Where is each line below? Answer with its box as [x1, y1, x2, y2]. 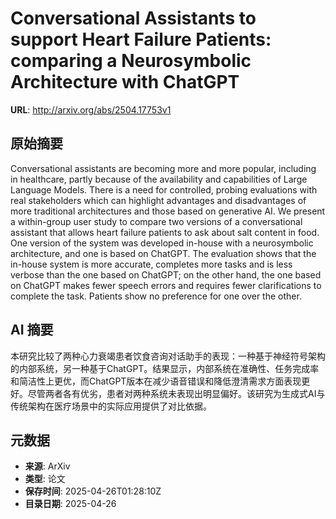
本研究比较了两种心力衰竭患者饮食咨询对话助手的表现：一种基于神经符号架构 [10, 350, 326, 362]
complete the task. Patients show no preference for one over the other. [10, 290, 302, 302]
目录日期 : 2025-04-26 [24, 498, 117, 510]
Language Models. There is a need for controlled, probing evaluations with [10, 183, 318, 196]
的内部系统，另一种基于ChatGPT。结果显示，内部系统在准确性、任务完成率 [10, 362, 320, 374]
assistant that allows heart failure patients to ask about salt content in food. [10, 226, 320, 238]
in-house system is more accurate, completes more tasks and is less [10, 258, 293, 270]
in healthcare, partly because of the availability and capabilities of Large [10, 173, 308, 185]
